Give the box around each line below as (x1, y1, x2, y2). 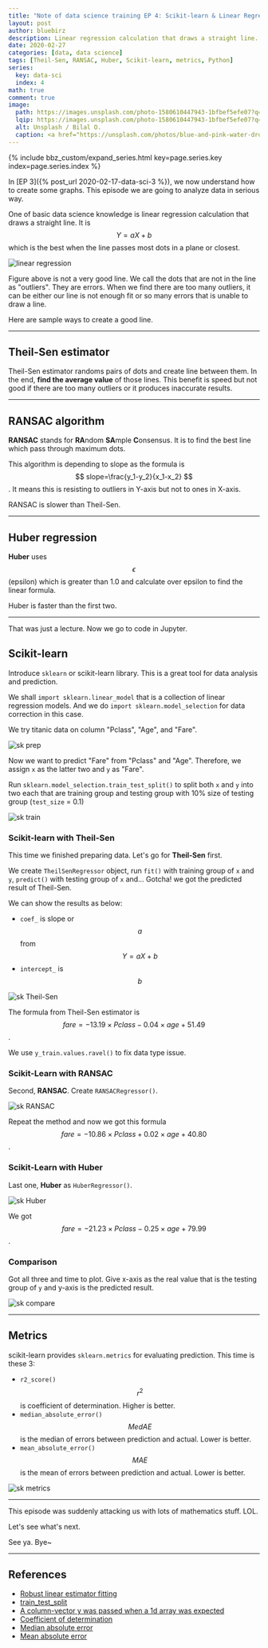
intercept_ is (19, 964, 64, 974)
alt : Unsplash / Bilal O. (15, 123, 102, 131)
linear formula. (8, 586, 56, 595)
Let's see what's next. (8, 1522, 81, 1531)
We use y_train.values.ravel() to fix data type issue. (8, 1048, 187, 1058)
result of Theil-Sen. (8, 883, 72, 893)
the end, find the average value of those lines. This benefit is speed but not (8, 375, 258, 385)
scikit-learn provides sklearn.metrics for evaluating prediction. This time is (8, 1350, 255, 1360)
